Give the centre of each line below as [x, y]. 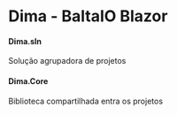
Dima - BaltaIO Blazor [88, 16]
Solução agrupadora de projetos [67, 61]
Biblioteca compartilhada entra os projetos [86, 101]
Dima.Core [28, 80]
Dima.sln [25, 41]
